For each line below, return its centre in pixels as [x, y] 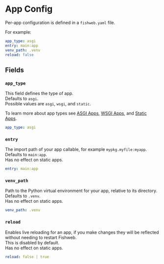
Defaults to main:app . [26, 155]
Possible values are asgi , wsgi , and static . [48, 104]
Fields [15, 70]
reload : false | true [27, 257]
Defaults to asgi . [22, 98]
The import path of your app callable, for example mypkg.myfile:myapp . [76, 149]
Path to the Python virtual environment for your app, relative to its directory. [81, 191]
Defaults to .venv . [23, 196]
